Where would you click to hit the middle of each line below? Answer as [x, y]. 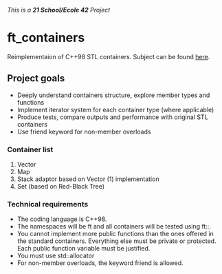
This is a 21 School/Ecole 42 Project [59, 10]
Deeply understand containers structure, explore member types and [113, 95]
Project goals [36, 78]
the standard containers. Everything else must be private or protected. [116, 241]
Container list [30, 149]
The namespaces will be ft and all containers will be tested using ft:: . [114, 226]
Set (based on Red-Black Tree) [61, 187]
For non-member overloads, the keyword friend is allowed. [100, 263]
